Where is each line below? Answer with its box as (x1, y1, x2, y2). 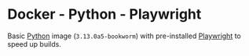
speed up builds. (7, 39, 62, 48)
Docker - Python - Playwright (7, 5, 202, 23)
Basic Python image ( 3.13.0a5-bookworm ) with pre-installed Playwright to (7, 31, 241, 40)
